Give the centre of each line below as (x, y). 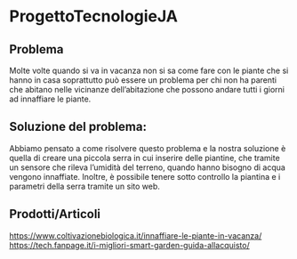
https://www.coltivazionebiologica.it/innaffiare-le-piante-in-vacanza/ (136, 235)
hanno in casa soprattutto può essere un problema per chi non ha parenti (143, 80)
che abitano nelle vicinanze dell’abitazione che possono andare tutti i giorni (147, 89)
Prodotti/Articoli (55, 214)
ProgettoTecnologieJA (94, 16)
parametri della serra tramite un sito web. (84, 186)
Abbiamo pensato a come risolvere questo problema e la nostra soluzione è (148, 148)
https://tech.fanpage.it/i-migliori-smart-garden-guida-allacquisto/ (130, 245)
